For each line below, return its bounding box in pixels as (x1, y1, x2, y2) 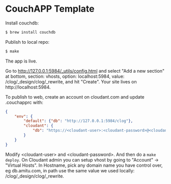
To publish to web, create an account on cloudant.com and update (5, 94, 145, 100)
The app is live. (5, 58, 37, 64)
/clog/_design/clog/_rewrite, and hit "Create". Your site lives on (5, 78, 137, 84)
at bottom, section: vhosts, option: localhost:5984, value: (5, 73, 125, 79)
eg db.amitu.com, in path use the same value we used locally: (5, 167, 135, 173)
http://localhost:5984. (5, 84, 51, 90)
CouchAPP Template (5, 3, 95, 15)
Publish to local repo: (5, 39, 50, 45)
